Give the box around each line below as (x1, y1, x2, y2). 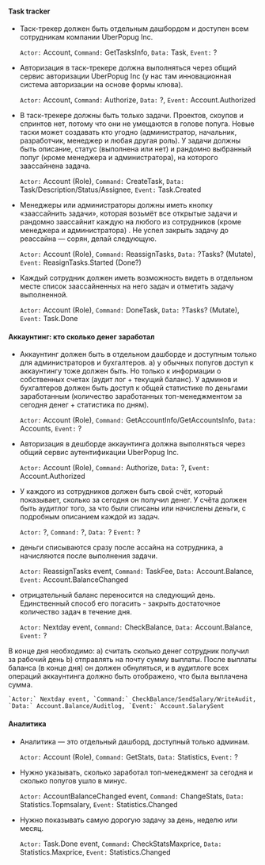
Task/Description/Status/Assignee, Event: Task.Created (19, 185, 202, 194)
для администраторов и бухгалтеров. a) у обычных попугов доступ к (19, 358, 255, 368)
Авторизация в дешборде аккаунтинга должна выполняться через (19, 439, 245, 449)
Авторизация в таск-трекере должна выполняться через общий (19, 63, 237, 73)
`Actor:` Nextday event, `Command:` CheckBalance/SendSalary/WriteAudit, (8, 695, 257, 703)
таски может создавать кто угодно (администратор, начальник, (19, 128, 237, 137)
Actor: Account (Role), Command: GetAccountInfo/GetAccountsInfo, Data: (19, 415, 257, 425)
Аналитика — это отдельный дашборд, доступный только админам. (19, 737, 250, 746)
